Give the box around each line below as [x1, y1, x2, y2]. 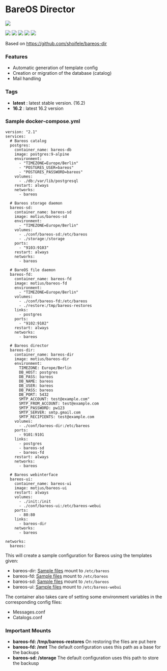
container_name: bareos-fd [14, 276, 72, 281]
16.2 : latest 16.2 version [12, 105, 64, 111]
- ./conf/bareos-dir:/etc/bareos [18, 423, 90, 428]
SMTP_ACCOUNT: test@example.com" [18, 396, 90, 401]
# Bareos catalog [10, 138, 47, 143]
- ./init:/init [18, 499, 51, 504]
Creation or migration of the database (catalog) [12, 70, 112, 76]
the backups [12, 650, 39, 656]
